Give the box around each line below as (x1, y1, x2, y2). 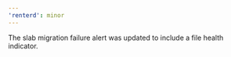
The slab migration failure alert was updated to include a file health (8, 33, 224, 42)
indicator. (8, 41, 38, 51)
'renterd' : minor (8, 11, 65, 20)
